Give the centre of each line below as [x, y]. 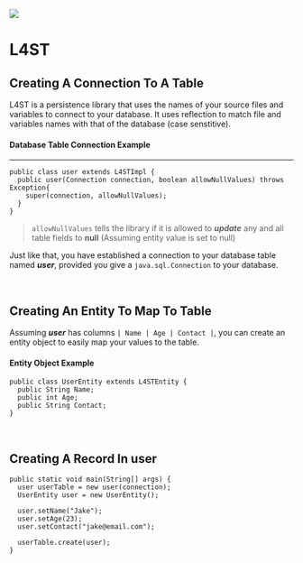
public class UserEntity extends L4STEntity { [98, 382]
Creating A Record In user [83, 459]
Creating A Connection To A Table [107, 83]
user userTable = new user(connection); [94, 487]
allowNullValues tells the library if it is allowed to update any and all [157, 228]
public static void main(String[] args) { [90, 480]
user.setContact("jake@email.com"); [86, 527]
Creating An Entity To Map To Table [110, 311]
